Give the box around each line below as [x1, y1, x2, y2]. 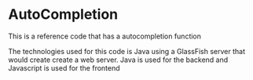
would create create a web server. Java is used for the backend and [8, 55, 229, 64]
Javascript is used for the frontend [8, 63, 120, 72]
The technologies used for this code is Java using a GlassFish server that [8, 46, 246, 56]
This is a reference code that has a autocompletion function [8, 31, 202, 41]
